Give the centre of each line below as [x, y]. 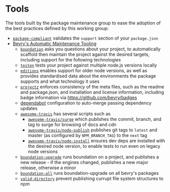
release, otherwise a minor [48, 168]
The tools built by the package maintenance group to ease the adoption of [83, 23]
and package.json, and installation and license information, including [92, 92]
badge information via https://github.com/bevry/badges [79, 98]
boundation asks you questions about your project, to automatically [90, 49]
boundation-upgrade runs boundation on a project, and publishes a [90, 157]
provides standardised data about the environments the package [88, 76]
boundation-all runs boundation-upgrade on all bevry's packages [89, 173]
